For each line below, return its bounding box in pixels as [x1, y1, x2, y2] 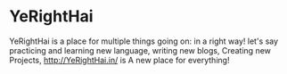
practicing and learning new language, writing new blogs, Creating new [9, 45, 272, 55]
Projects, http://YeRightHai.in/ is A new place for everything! [9, 54, 230, 65]
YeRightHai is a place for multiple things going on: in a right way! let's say [9, 36, 279, 46]
